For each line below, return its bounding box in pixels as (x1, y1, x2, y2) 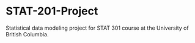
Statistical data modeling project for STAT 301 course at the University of (6, 24, 189, 31)
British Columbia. (6, 30, 49, 38)
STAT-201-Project (6, 4, 98, 18)
